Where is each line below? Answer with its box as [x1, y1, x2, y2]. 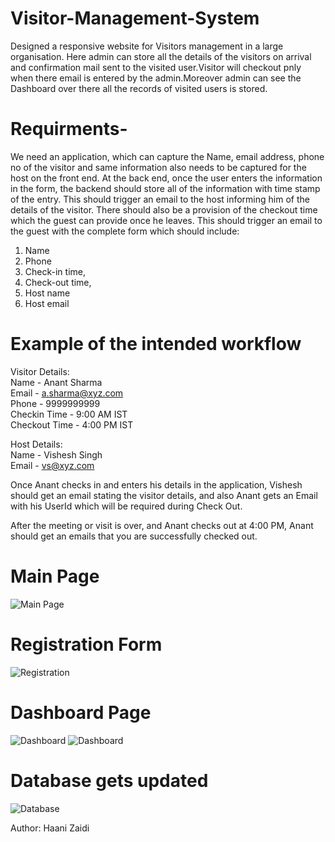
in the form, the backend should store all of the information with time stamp [10, 182, 321, 194]
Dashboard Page [10, 701, 152, 724]
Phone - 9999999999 [10, 397, 101, 409]
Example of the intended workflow [10, 333, 302, 356]
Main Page [10, 565, 100, 587]
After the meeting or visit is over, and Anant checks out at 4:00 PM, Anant [10, 519, 314, 531]
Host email [24, 297, 70, 309]
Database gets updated [10, 769, 209, 792]
